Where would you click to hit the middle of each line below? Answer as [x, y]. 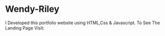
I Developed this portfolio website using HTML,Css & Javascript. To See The [83, 23]
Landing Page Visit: [25, 28]
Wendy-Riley [32, 9]
